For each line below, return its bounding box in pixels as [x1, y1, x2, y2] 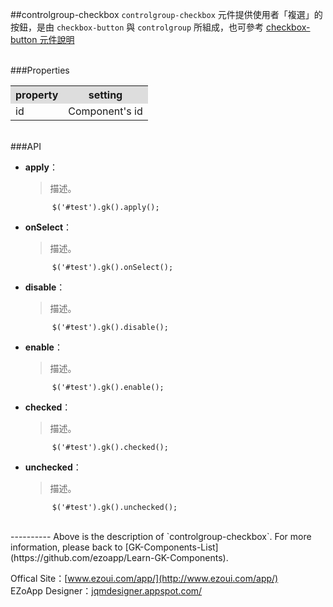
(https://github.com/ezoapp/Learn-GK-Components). [10, 552, 229, 563]
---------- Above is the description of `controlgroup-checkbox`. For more [10, 531, 312, 542]
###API [10, 141, 42, 152]
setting [88, 88, 123, 102]
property [15, 88, 59, 102]
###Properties [10, 64, 70, 76]
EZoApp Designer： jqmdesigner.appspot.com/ [10, 585, 203, 597]
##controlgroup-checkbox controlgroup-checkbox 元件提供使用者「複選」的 [10, 9, 323, 20]
